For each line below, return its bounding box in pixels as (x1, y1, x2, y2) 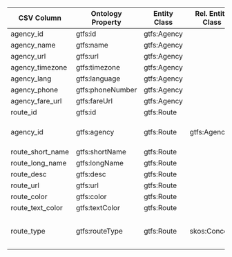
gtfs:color (75, 192, 107, 201)
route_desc (10, 169, 47, 178)
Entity (153, 9, 174, 18)
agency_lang (10, 74, 52, 83)
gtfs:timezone (75, 63, 121, 72)
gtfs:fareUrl (75, 96, 113, 105)
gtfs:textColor (75, 203, 121, 212)
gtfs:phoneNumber (75, 85, 137, 94)
